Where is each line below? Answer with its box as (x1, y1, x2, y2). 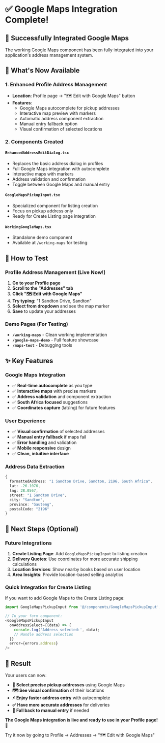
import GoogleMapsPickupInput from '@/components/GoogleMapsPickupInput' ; (5, 605, 162, 609)
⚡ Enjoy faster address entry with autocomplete (12, 695, 110, 701)
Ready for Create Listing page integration (12, 213, 96, 219)
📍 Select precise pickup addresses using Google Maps (12, 682, 125, 688)
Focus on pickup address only (12, 208, 74, 214)
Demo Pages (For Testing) (5, 320, 68, 327)
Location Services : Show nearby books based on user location (12, 567, 141, 573)
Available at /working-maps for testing (12, 240, 87, 246)
